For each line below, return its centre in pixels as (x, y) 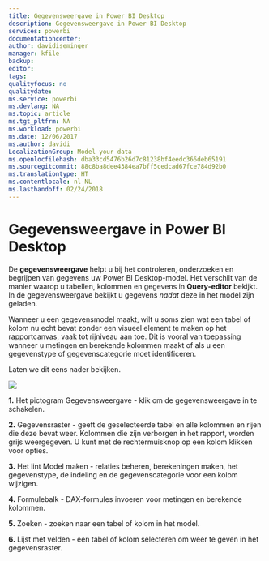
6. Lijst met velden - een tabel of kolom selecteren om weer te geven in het (134, 539)
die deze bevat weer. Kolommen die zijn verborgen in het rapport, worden (131, 433)
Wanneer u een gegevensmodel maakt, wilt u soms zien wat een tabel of (130, 319)
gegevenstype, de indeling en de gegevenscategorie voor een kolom (123, 474)
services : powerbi (39, 31)
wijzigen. (23, 483)
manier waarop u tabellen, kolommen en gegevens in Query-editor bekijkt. (133, 286)
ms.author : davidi (39, 144)
